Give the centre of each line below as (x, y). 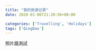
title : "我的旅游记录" (27, 10)
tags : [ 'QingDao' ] (25, 28)
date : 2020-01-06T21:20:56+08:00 (40, 15)
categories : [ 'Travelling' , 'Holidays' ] (49, 24)
